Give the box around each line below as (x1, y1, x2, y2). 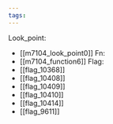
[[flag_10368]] (19, 64, 66, 75)
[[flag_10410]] (19, 89, 64, 99)
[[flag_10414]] (19, 98, 65, 108)
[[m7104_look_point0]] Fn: (19, 48, 105, 57)
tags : (8, 11, 26, 20)
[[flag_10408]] (19, 73, 66, 82)
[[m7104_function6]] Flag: (19, 57, 104, 66)
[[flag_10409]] (19, 82, 66, 91)
